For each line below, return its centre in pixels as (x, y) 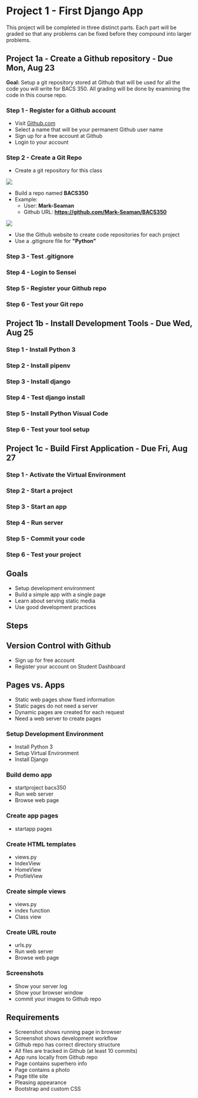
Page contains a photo (42, 1069)
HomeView (28, 869)
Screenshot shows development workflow (66, 1038)
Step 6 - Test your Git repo (45, 304)
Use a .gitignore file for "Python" (55, 241)
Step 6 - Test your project (44, 554)
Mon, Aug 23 (31, 68)
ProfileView (29, 876)
